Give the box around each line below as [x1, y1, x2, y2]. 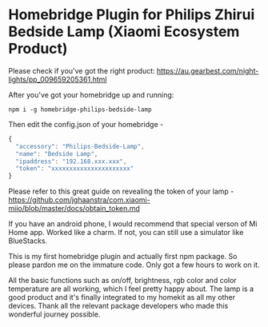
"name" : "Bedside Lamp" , [15, 150, 98, 158]
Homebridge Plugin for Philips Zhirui [8, 6, 255, 24]
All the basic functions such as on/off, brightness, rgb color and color [8, 276, 238, 285]
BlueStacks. [8, 236, 48, 245]
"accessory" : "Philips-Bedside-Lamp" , [15, 142, 146, 150]
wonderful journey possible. [8, 309, 101, 319]
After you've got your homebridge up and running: [8, 90, 174, 99]
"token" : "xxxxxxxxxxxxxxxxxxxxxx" [15, 165, 134, 173]
